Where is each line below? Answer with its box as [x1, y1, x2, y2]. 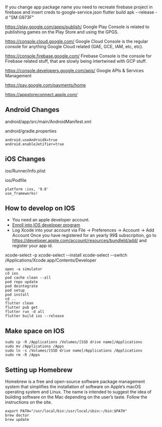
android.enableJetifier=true [5, 142, 64, 146]
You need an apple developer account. [12, 217, 90, 223]
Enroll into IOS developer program [12, 222, 80, 228]
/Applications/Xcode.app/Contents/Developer [5, 257, 96, 263]
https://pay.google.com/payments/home [5, 82, 86, 88]
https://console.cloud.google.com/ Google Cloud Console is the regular [5, 38, 148, 44]
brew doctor [5, 413, 29, 418]
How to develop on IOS [5, 204, 75, 213]
